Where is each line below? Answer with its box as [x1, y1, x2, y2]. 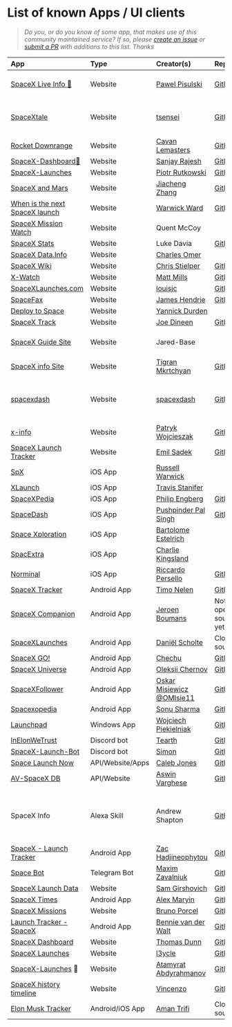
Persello [156, 573, 183, 583]
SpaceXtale [10, 112, 48, 122]
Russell [156, 463, 180, 472]
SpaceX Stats [10, 238, 55, 248]
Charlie [156, 545, 180, 555]
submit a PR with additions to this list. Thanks [23, 42, 154, 51]
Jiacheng [156, 179, 186, 188]
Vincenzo [156, 983, 187, 993]
